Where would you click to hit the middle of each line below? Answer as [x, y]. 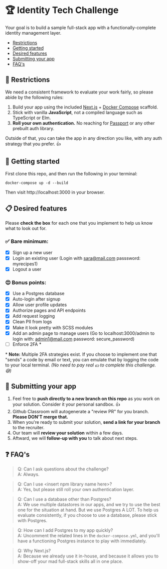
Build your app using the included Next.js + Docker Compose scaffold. [85, 107]
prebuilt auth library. [33, 128]
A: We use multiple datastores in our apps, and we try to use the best [89, 505]
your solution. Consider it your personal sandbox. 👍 [66, 404]
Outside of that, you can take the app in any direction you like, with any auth [83, 138]
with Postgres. [32, 521]
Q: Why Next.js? [34, 551]
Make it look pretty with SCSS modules [53, 327]
